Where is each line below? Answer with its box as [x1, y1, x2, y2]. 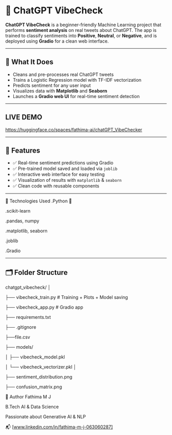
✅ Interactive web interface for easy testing [12, 172, 105, 178]
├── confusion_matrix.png [5, 384, 62, 390]
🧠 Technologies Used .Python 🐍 [5, 198, 72, 204]
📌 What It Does [5, 58, 54, 66]
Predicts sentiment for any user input [12, 82, 91, 88]
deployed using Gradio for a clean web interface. [5, 38, 109, 44]
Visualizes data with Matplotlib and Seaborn [12, 87, 107, 94]
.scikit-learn [5, 208, 31, 214]
